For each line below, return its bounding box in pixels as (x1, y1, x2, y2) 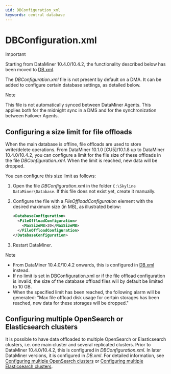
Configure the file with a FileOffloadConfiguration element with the (12, 198, 153, 204)
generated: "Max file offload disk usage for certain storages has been (12, 294, 159, 300)
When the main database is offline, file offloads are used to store (5, 141, 141, 148)
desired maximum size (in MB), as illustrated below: (12, 203, 121, 210)
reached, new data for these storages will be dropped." (12, 300, 129, 306)
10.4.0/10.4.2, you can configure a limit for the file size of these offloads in (5, 152, 161, 158)
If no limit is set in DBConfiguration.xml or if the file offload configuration (12, 273, 165, 279)
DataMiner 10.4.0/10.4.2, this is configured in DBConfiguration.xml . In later (5, 347, 161, 354)
